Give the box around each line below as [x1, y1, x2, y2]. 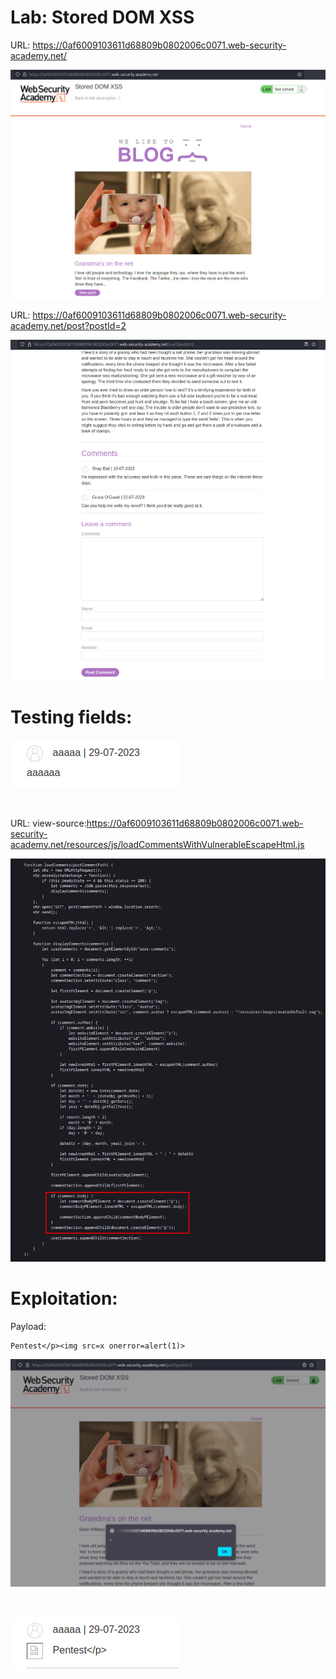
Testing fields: [10, 706, 133, 729]
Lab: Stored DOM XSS [10, 6, 195, 29]
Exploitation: [10, 1287, 118, 1310]
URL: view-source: [10, 817, 87, 829]
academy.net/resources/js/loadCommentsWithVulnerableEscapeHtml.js [10, 838, 305, 850]
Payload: [10, 1320, 47, 1332]
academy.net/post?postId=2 [10, 320, 127, 332]
